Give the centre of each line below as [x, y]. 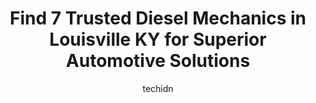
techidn [158, 88]
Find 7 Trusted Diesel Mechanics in [158, 18]
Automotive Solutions [158, 61]
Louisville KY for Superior [158, 39]
